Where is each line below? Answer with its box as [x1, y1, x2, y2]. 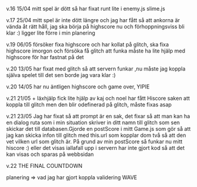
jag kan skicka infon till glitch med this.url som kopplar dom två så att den [6, 131, 186, 139]
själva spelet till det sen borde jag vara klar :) [6, 72, 116, 78]
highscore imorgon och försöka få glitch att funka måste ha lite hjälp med [6, 47, 186, 54]
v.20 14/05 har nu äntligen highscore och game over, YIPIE [6, 83, 150, 90]
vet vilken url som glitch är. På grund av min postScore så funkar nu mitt [6, 138, 183, 145]
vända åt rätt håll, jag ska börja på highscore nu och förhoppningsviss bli [6, 23, 185, 30]
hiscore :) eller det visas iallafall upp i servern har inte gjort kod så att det [6, 145, 185, 151]
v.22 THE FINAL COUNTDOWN [6, 163, 83, 169]
